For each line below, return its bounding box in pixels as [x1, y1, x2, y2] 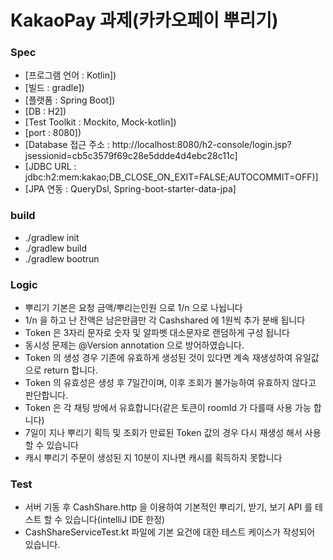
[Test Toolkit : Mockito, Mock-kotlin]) [24, 116, 177, 128]
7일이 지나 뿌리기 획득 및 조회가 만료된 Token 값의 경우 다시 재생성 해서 [24, 427, 303, 439]
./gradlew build [24, 242, 88, 254]
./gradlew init [24, 231, 80, 243]
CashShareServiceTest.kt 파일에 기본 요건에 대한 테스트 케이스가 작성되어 [24, 526, 316, 538]
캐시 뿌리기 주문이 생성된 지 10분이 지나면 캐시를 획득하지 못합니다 [24, 452, 283, 464]
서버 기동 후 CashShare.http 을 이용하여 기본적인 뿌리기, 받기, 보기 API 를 [24, 501, 313, 513]
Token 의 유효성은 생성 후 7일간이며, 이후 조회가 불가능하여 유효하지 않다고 [24, 377, 317, 389]
